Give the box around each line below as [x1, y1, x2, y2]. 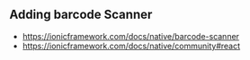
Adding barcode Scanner [9, 7, 153, 22]
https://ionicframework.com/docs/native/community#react [22, 40, 241, 51]
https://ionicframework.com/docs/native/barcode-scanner [22, 30, 240, 41]
